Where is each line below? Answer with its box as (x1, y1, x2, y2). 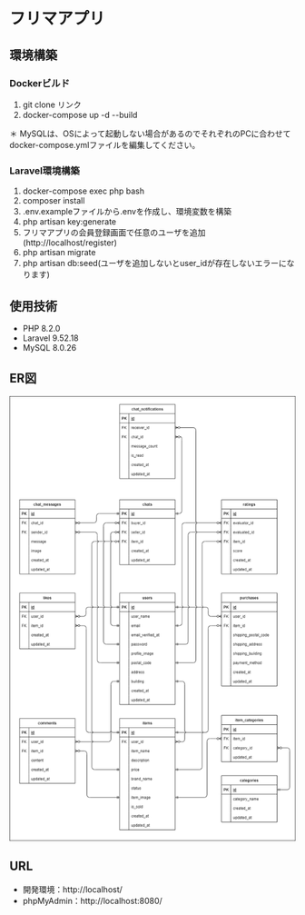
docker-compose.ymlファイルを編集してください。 (9, 139, 201, 150)
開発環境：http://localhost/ (22, 883, 123, 895)
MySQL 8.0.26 (22, 342, 77, 353)
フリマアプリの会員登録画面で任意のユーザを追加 (22, 227, 206, 238)
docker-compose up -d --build (22, 109, 138, 120)
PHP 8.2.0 (22, 323, 61, 333)
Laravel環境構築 (9, 164, 80, 177)
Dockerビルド (9, 76, 71, 89)
